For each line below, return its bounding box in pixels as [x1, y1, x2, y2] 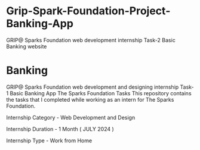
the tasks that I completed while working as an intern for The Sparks [6, 96, 174, 103]
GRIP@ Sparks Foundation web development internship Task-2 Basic [6, 36, 176, 43]
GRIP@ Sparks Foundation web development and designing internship [6, 83, 179, 90]
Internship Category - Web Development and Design [6, 114, 136, 121]
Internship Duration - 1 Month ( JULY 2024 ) [6, 125, 115, 132]
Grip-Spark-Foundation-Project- [6, 4, 171, 18]
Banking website [6, 43, 47, 50]
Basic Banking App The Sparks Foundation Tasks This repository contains [10, 89, 192, 96]
